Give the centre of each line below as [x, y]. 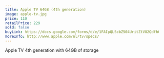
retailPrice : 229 [23, 23]
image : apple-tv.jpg [26, 14]
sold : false [17, 28]
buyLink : [14, 32]
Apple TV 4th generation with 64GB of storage [52, 50]
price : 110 [16, 18]
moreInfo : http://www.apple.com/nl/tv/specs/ [52, 37]
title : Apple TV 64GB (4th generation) [46, 9]
